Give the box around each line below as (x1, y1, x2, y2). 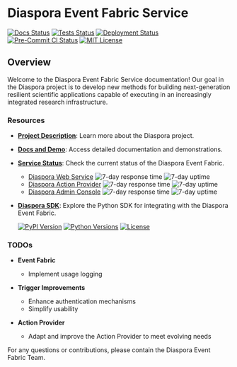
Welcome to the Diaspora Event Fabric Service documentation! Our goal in (7, 75, 224, 83)
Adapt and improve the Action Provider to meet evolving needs (28, 332, 212, 341)
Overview (7, 57, 52, 69)
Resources (7, 115, 45, 125)
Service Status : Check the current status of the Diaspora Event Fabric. (17, 159, 224, 168)
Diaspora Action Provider (28, 180, 101, 189)
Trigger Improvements (17, 284, 86, 292)
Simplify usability (28, 305, 79, 313)
